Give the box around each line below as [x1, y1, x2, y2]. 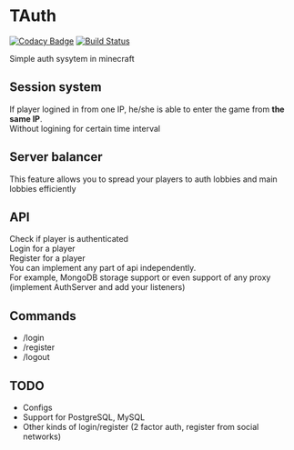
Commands [9, 308, 77, 324]
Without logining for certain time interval [9, 123, 161, 134]
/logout [22, 352, 50, 363]
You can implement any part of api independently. [9, 263, 197, 274]
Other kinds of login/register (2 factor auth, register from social [22, 422, 259, 432]
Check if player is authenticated [9, 234, 129, 245]
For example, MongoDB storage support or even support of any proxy [9, 272, 271, 283]
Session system [9, 79, 102, 95]
